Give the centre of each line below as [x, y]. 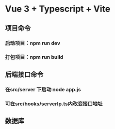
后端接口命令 [24, 74]
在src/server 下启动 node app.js [43, 89]
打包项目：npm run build [34, 57]
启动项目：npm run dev [33, 43]
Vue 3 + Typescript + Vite [58, 9]
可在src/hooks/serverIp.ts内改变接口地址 [54, 104]
